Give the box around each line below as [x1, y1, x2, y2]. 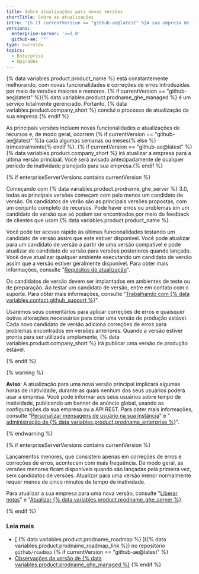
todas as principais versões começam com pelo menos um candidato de [6, 191, 184, 198]
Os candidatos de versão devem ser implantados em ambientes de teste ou [6, 277, 191, 285]
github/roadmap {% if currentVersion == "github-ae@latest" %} [14, 548, 169, 556]
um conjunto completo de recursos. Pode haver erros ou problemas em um [6, 204, 190, 211]
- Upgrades [11, 58, 38, 64]
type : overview [6, 42, 44, 48]
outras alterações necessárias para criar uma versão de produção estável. [6, 314, 188, 321]
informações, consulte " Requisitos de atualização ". [6, 266, 130, 273]
